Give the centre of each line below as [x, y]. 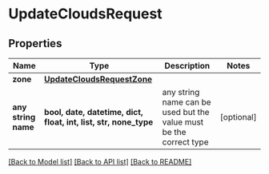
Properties [35, 43]
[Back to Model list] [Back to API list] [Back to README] [100, 162]
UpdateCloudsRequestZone [98, 79]
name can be [187, 102]
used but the [186, 112]
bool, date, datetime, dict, [93, 112]
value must [183, 122]
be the [174, 132]
